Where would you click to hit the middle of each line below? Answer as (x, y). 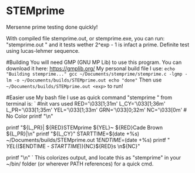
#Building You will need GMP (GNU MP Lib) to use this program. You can (94, 62)
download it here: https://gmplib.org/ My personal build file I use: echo (90, 68)
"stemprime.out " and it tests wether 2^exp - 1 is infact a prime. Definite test (98, 45)
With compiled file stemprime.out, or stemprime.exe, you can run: (85, 38)
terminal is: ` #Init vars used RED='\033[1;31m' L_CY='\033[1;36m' (86, 103)
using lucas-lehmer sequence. (43, 50)
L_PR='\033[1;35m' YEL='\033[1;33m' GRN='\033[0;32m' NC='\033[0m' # (96, 110)
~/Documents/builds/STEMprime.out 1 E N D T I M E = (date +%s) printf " (88, 140)
